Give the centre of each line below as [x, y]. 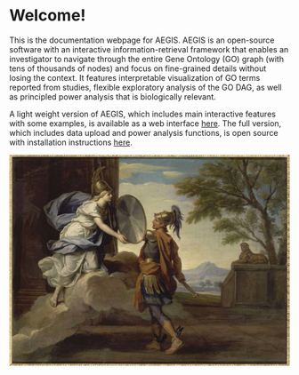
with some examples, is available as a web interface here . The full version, [145, 123]
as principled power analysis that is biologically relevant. [113, 96]
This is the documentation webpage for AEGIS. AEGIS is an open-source [142, 40]
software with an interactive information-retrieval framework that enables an [149, 49]
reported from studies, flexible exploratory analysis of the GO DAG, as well [145, 87]
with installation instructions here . [71, 142]
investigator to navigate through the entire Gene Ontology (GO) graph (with [147, 59]
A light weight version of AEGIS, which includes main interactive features [142, 114]
